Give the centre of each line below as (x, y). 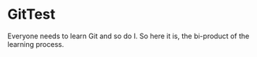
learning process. (36, 44)
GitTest (32, 14)
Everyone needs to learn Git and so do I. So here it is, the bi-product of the (128, 36)
